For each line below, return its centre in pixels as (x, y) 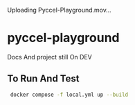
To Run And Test (43, 79)
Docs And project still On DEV (49, 57)
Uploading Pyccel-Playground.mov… (60, 10)
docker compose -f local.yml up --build (69, 95)
